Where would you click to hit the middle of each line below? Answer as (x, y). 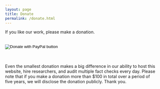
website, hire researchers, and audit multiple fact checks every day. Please (80, 71)
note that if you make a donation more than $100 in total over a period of (78, 76)
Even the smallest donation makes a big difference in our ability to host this (80, 66)
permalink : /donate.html (30, 18)
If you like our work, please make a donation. (50, 32)
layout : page (18, 9)
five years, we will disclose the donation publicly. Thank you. (66, 82)
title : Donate (19, 14)
